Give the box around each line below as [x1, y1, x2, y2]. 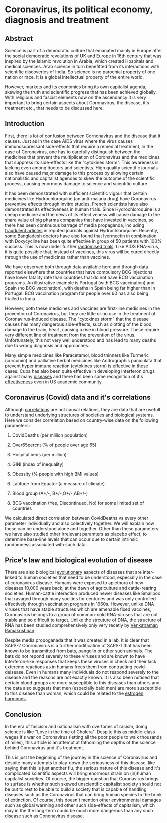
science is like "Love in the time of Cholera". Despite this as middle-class [5, 729, 155, 735]
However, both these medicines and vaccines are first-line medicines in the [5, 305, 160, 311]
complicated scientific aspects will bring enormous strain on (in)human [5, 770, 151, 776]
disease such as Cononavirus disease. [5, 813, 84, 819]
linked [5, 574, 18, 581]
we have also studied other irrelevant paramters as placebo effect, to [5, 531, 147, 537]
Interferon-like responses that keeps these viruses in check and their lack [5, 659, 157, 665]
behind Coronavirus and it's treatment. [5, 745, 85, 751]
